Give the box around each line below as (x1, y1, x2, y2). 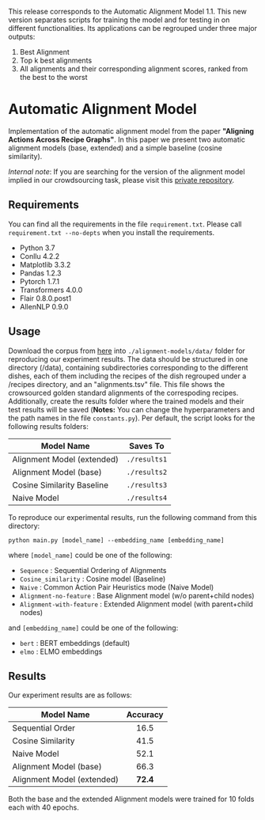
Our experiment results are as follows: (8, 690, 132, 700)
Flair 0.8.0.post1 (19, 293, 72, 303)
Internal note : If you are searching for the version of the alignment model (8, 166, 245, 177)
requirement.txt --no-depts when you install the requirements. (8, 227, 215, 237)
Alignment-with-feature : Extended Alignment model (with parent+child (19, 599, 253, 609)
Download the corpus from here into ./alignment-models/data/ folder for (8, 346, 245, 355)
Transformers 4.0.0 (19, 285, 83, 294)
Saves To (129, 440, 165, 451)
